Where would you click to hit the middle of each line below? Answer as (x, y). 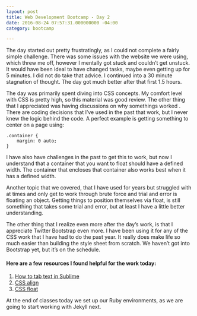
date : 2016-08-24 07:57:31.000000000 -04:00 (62, 23)
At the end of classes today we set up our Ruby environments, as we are (95, 301)
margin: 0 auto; (37, 141)
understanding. (25, 213)
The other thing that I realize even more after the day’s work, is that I (90, 225)
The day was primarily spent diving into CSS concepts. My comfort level (94, 93)
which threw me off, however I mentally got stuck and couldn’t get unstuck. (98, 63)
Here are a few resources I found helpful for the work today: (81, 263)
